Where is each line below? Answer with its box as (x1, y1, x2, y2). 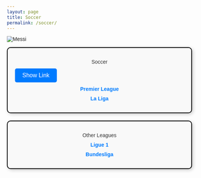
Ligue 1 (90, 142, 109, 149)
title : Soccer (6, 14, 42, 20)
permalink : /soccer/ (6, 20, 58, 26)
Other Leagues (82, 132, 117, 139)
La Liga (90, 95, 109, 102)
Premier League (80, 86, 119, 93)
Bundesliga (85, 151, 113, 158)
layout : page (6, 9, 39, 15)
